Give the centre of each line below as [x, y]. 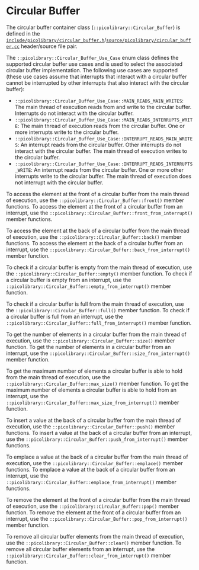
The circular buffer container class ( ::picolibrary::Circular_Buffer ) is [93, 27]
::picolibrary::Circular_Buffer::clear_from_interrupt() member [89, 555]
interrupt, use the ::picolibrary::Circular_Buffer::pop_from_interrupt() [97, 518]
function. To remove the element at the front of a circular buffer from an [94, 512]
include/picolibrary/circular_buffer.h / [56, 40]
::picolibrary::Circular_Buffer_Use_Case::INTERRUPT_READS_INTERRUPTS [104, 164]
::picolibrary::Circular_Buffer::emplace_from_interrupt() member [91, 482]
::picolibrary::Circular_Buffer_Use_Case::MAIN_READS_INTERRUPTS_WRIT [104, 120]
